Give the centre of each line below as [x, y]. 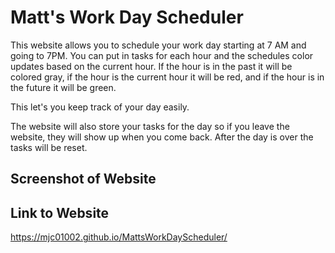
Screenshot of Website [83, 179]
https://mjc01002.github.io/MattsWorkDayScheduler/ [119, 237]
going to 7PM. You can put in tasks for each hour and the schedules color [162, 55]
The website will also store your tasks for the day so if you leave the [150, 126]
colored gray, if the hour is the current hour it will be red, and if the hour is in [167, 77]
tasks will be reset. [49, 147]
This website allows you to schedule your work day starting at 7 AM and [158, 45]
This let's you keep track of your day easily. [100, 107]
